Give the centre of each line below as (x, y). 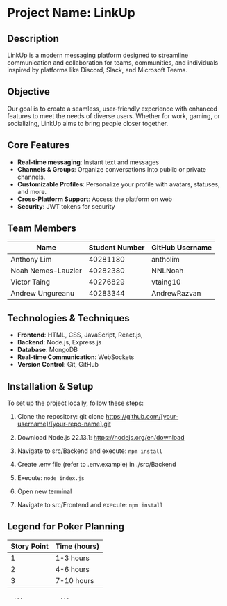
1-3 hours (73, 558)
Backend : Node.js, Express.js (59, 342)
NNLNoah (168, 271)
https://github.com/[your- (142, 417)
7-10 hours (75, 580)
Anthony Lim (31, 260)
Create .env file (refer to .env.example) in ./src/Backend (96, 465)
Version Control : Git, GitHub (58, 365)
